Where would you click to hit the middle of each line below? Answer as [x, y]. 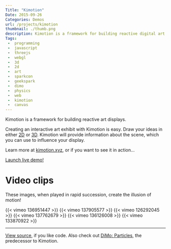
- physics [19, 91]
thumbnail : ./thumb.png [31, 29]
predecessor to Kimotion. [32, 241]
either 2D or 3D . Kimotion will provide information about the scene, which [82, 135]
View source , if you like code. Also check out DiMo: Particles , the [74, 236]
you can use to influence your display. [45, 140]
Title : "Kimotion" [25, 10]
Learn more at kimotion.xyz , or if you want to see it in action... [70, 150]
